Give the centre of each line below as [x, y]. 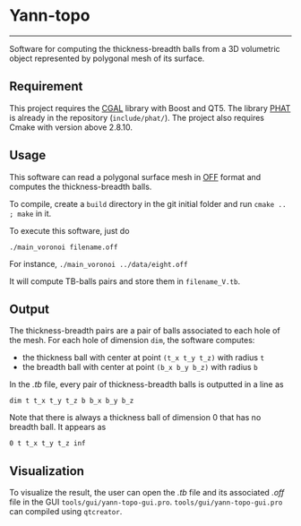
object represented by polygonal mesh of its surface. [107, 58]
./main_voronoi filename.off [64, 247]
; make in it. [30, 213]
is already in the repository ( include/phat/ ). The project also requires [137, 117]
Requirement [46, 86]
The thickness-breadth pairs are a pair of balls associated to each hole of [145, 331]
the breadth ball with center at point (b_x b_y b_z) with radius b [140, 367]
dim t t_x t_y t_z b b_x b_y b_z [72, 401]
